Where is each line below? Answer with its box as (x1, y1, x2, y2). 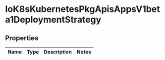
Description (44, 49, 72, 55)
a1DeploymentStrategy (5, 14, 102, 25)
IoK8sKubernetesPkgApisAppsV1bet (5, 3, 160, 15)
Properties (5, 34, 39, 42)
